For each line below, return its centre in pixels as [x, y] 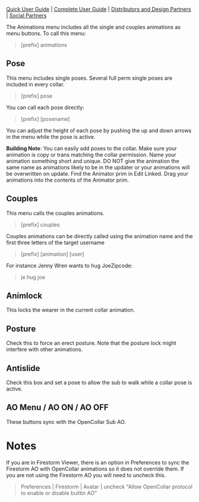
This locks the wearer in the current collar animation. [71, 310]
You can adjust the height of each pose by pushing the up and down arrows [99, 130]
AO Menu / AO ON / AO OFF [57, 408]
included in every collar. [35, 84]
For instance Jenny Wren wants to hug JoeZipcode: [69, 266]
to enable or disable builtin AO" [59, 493]
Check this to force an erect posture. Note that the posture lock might [91, 343]
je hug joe [33, 277]
